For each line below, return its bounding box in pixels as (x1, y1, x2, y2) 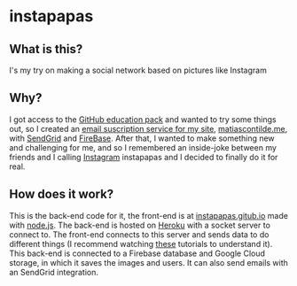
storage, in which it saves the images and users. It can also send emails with (9, 257, 288, 267)
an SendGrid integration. (9, 267, 99, 277)
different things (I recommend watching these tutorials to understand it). (9, 238, 273, 249)
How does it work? (9, 187, 114, 202)
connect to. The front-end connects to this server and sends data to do (9, 228, 270, 240)
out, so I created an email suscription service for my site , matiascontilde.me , (9, 123, 288, 134)
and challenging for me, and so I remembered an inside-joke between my (9, 142, 277, 152)
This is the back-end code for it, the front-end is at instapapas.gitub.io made (9, 210, 288, 220)
